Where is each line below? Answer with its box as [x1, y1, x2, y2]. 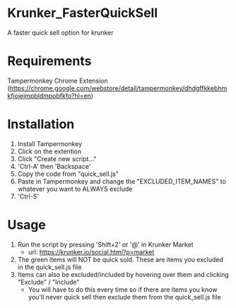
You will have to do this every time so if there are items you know [28, 285, 218, 294]
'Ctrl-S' [17, 192, 40, 201]
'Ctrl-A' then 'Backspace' [17, 162, 91, 170]
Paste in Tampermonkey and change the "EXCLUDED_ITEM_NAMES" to [17, 177, 226, 185]
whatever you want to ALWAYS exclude [17, 184, 133, 193]
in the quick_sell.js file [17, 263, 82, 271]
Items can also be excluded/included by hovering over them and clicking [17, 270, 230, 278]
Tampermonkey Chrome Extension [7, 76, 108, 85]
